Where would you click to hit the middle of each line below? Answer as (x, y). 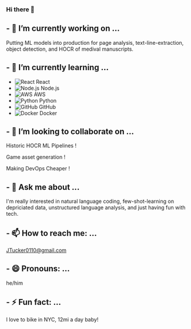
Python (48, 100)
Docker (48, 113)
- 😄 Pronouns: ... (38, 269)
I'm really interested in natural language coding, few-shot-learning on (90, 201)
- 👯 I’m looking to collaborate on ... (70, 131)
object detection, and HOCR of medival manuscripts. (70, 49)
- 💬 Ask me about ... (43, 187)
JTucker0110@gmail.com (36, 250)
